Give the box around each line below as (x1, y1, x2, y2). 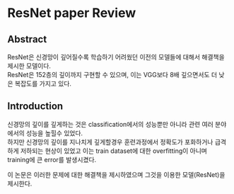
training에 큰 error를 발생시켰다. (7, 155, 97, 164)
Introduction (7, 101, 64, 113)
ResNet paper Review (7, 5, 136, 21)
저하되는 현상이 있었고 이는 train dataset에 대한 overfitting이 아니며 (20, 147, 207, 155)
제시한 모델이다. (7, 62, 52, 70)
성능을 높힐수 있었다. (25, 129, 83, 137)
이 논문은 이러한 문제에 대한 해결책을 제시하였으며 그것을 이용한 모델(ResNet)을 (7, 170, 226, 178)
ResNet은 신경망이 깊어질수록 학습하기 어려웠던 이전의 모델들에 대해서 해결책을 (7, 53, 225, 61)
